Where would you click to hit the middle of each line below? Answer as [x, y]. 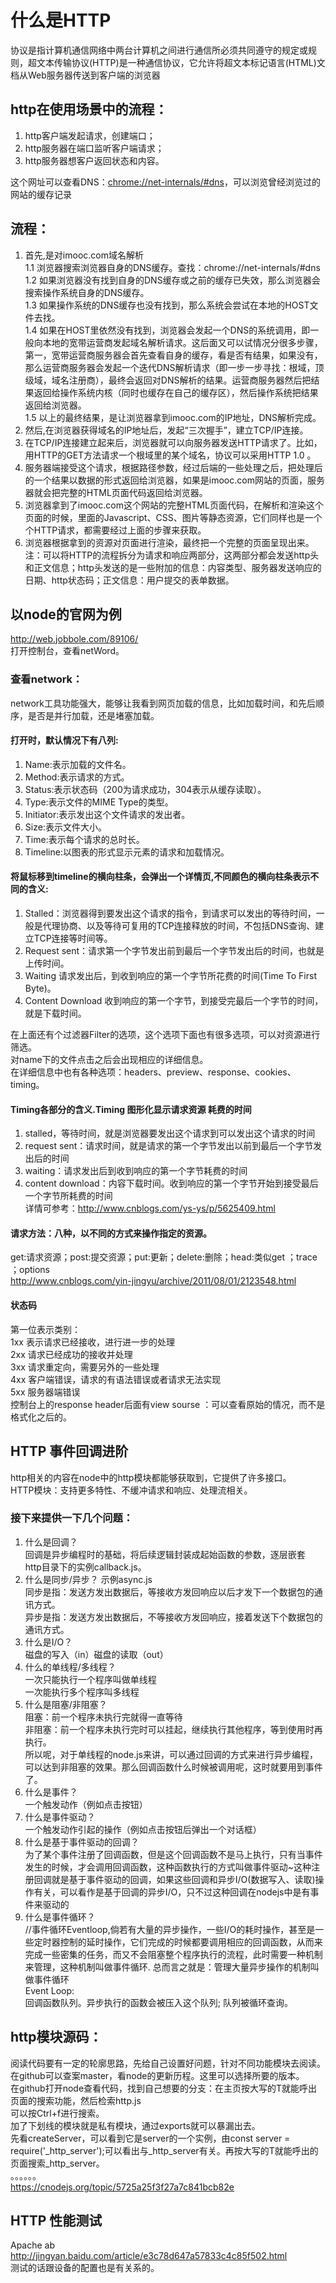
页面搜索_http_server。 [57, 2163]
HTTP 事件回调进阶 [69, 1451]
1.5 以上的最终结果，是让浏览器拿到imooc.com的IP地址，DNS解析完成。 [173, 417]
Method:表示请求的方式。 [77, 777]
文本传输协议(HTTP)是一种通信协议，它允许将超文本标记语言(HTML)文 [181, 62]
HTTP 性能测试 [56, 2220]
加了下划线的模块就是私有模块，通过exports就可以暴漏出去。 [135, 2125]
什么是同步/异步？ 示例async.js [88, 1579]
